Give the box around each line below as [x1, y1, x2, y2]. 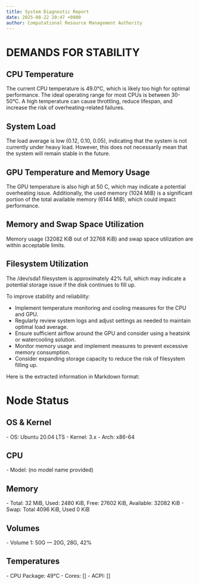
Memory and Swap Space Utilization [6, 219, 144, 230]
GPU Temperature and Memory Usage [6, 167, 150, 177]
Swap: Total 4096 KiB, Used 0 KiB [6, 506, 90, 513]
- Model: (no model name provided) [6, 466, 94, 473]
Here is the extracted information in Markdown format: [6, 372, 140, 380]
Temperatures [6, 556, 60, 566]
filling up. [14, 361, 38, 368]
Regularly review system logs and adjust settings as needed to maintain [14, 317, 191, 324]
